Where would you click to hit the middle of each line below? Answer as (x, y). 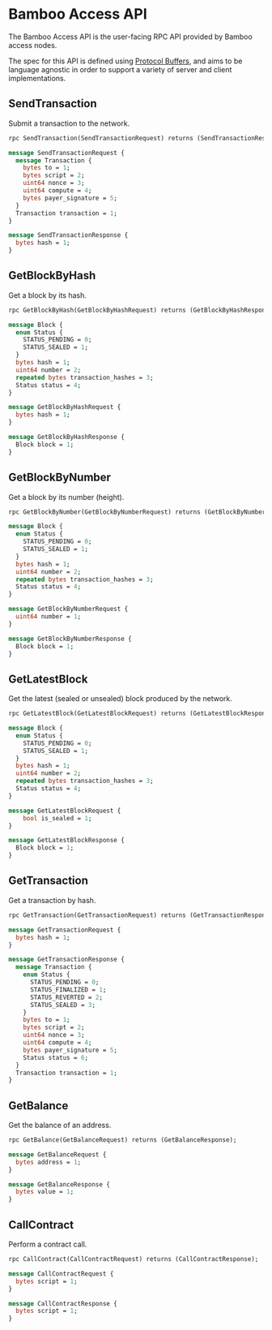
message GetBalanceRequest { (57, 1154)
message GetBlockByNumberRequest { (68, 609)
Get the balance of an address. (60, 1126)
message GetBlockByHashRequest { (65, 407)
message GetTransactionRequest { (65, 930)
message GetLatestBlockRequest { (65, 811)
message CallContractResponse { (63, 1303)
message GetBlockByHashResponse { (67, 437)
